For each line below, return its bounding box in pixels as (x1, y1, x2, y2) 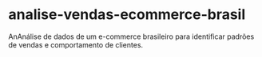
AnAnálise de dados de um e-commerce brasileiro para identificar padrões (8, 32, 255, 41)
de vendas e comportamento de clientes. (8, 40, 144, 49)
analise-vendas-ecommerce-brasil (8, 6, 246, 24)
